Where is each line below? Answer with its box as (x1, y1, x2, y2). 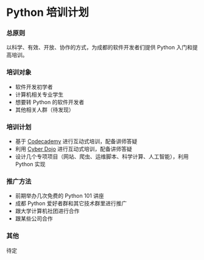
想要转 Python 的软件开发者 (15, 98, 85, 105)
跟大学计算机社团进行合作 (15, 208, 80, 215)
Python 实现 (15, 161, 46, 168)
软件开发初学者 (15, 83, 53, 90)
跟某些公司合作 (15, 215, 53, 222)
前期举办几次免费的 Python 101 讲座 (15, 192, 105, 200)
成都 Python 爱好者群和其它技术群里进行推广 (15, 200, 127, 207)
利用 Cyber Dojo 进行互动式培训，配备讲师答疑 (15, 146, 133, 153)
